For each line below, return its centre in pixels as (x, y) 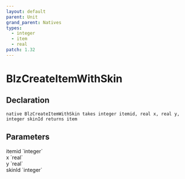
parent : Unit (22, 17)
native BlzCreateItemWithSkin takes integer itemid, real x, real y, (93, 114)
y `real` (15, 163)
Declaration (28, 100)
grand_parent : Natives (34, 22)
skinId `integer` (24, 170)
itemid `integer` (24, 151)
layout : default (26, 11)
